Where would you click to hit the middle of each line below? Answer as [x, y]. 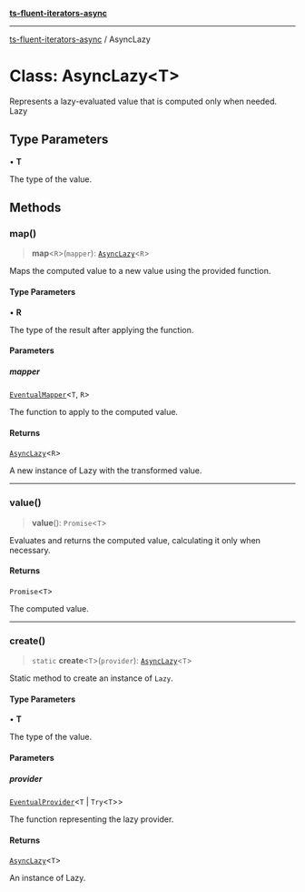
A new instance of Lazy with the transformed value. [106, 471]
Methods [35, 208]
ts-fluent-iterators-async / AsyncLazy [80, 39]
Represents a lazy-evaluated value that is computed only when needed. [143, 101]
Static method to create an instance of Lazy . [92, 678]
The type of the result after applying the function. [102, 329]
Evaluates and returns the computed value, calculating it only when [135, 540]
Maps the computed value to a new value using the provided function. [140, 271]
